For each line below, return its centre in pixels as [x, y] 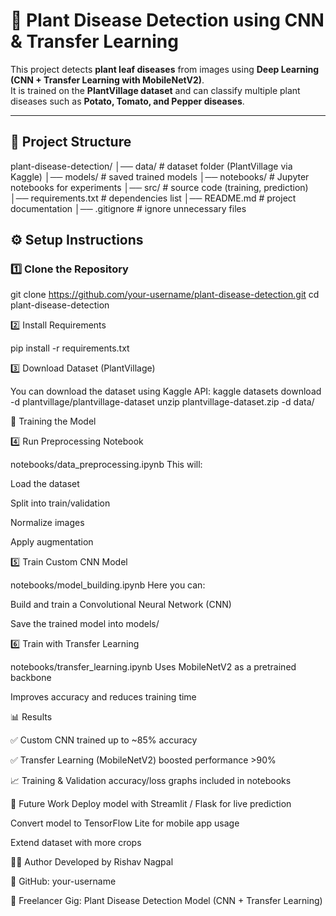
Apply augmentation [52, 542]
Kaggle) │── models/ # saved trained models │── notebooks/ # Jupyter [160, 176]
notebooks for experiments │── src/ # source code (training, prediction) [159, 187]
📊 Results [31, 717]
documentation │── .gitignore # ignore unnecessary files [128, 208]
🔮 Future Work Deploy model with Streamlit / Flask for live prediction [151, 804]
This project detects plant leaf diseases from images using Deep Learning [165, 69]
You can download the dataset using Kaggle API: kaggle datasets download [166, 391]
